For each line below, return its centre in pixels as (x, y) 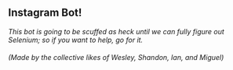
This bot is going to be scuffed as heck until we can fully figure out (116, 31)
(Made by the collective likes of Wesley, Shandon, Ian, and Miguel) (116, 58)
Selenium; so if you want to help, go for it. (76, 40)
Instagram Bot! (45, 13)
